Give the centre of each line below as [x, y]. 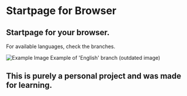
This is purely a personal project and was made [94, 76]
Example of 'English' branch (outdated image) [105, 58]
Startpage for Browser [61, 11]
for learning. [29, 85]
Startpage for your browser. [58, 32]
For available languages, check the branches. [61, 46]
